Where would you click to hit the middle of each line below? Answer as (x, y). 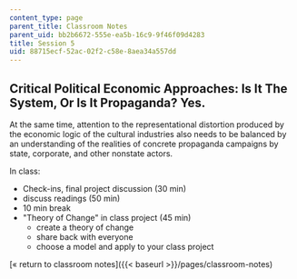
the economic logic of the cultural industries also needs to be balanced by (148, 134)
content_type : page (46, 18)
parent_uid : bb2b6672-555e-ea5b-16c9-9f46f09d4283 (107, 35)
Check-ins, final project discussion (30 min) (104, 188)
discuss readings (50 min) (71, 198)
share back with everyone (84, 236)
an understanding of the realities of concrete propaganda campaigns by (144, 144)
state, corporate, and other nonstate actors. (91, 153)
